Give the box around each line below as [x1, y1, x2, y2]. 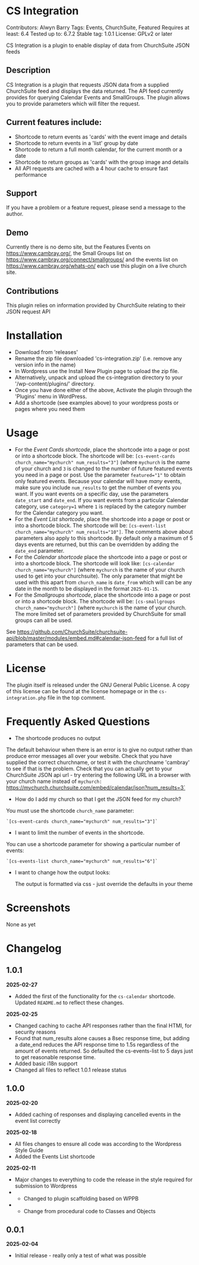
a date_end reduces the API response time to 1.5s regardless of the [14, 1041, 179, 1048]
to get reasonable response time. [14, 1053, 96, 1060]
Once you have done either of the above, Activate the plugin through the [14, 386, 192, 393]
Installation [6, 329, 63, 343]
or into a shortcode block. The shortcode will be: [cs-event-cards [14, 452, 175, 459]
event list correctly [14, 1117, 61, 1124]
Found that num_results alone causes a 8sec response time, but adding [14, 1034, 190, 1042]
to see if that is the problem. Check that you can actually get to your [6, 765, 172, 772]
